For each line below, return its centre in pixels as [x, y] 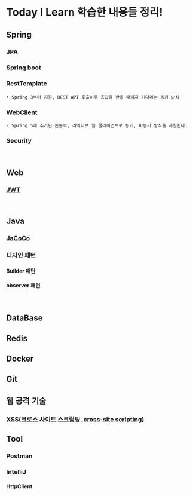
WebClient [22, 112]
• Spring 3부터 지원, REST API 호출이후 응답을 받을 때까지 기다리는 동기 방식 [93, 97]
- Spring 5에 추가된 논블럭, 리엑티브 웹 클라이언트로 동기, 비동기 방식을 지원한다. [97, 126]
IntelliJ [16, 472]
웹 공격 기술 [26, 401]
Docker [20, 359]
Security [19, 140]
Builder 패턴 [21, 271]
